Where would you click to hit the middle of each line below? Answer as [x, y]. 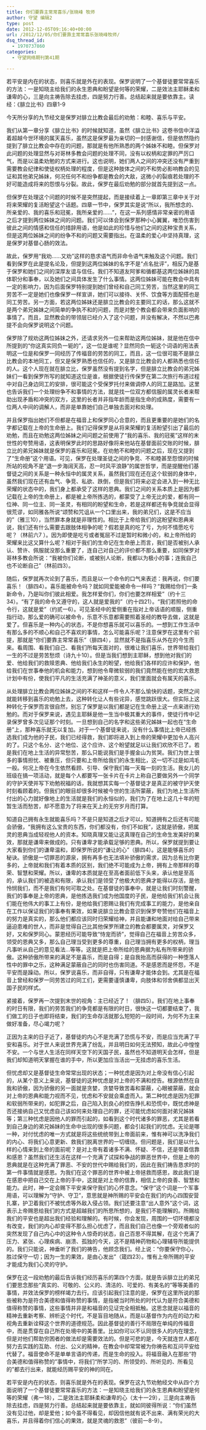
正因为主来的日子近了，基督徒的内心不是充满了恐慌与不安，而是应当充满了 [100, 1036]
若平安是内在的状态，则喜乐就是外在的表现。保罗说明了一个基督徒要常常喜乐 [103, 81]
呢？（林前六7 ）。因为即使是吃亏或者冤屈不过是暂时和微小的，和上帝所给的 [101, 534]
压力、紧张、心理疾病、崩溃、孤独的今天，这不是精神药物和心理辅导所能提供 [103, 1241]
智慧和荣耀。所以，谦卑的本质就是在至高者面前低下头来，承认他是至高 [105, 873]
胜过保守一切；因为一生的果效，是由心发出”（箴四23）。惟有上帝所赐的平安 [101, 1257]
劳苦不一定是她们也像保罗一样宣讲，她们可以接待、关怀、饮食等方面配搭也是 [103, 294]
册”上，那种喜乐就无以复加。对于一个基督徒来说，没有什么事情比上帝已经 [99, 729]
